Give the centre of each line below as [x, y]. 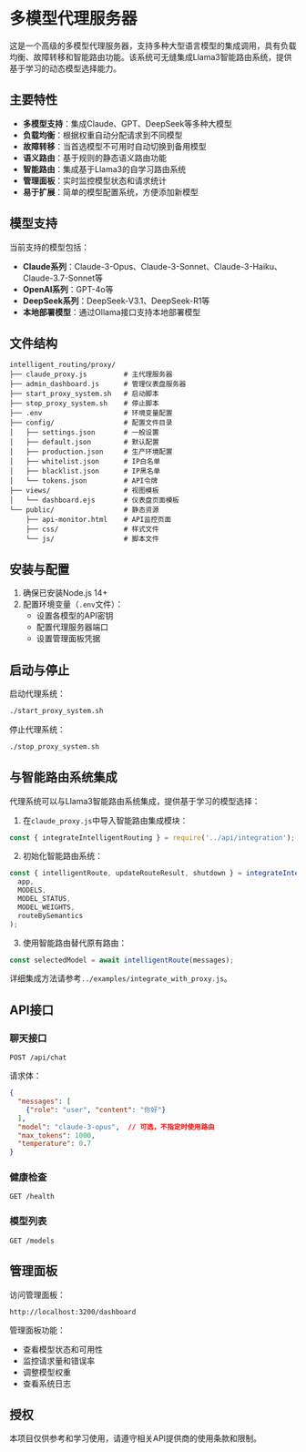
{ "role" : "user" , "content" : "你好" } [96, 1109]
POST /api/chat [38, 1058]
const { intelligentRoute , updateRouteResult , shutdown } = [126, 874]
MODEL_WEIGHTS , [46, 907]
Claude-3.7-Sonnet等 [62, 278]
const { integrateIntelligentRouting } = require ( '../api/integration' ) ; [153, 838]
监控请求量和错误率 [59, 1360]
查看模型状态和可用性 [62, 1349]
